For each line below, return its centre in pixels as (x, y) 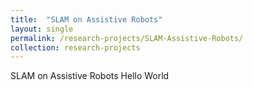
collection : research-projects (75, 47)
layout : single (42, 29)
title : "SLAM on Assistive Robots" (86, 19)
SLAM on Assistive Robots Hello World (90, 76)
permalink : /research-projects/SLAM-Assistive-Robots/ (127, 38)
